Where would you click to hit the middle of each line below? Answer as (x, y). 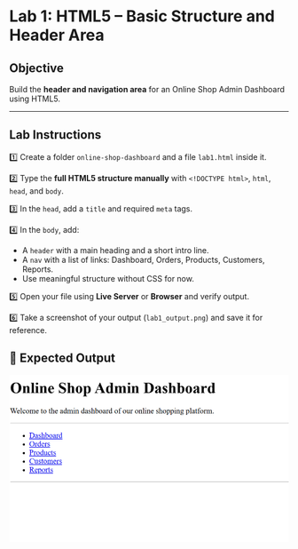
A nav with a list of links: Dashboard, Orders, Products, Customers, (143, 259)
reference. (28, 330)
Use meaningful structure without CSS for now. (108, 278)
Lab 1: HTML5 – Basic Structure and (142, 16)
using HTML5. (35, 99)
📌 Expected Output (62, 358)
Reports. (38, 269)
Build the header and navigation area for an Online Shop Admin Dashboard (147, 89)
